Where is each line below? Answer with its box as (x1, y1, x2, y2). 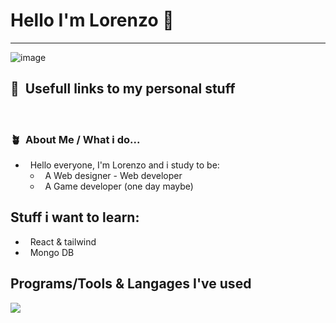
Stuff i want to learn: (10, 209, 140, 226)
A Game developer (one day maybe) (44, 180, 194, 193)
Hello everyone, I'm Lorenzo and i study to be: (29, 159, 220, 171)
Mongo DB (29, 246, 75, 258)
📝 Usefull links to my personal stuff (10, 80, 236, 98)
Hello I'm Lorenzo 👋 (10, 9, 175, 32)
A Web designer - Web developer (44, 170, 183, 182)
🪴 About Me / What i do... (10, 132, 141, 146)
